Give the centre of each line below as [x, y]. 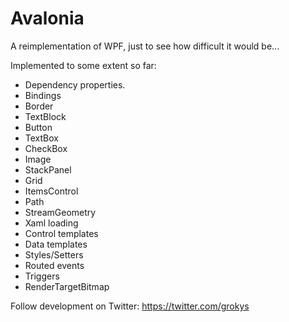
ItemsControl [51, 191]
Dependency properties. [75, 84]
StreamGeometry [60, 212]
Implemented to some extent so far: [83, 65]
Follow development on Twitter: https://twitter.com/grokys [130, 306]
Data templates [56, 244]
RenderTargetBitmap [67, 286]
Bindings [43, 95]
